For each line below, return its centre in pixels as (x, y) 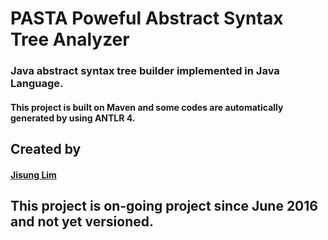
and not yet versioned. (82, 222)
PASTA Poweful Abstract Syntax (147, 18)
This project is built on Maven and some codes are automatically (147, 107)
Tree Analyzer (70, 39)
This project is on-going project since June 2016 (164, 206)
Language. (37, 84)
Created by (46, 149)
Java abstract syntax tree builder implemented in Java (145, 71)
